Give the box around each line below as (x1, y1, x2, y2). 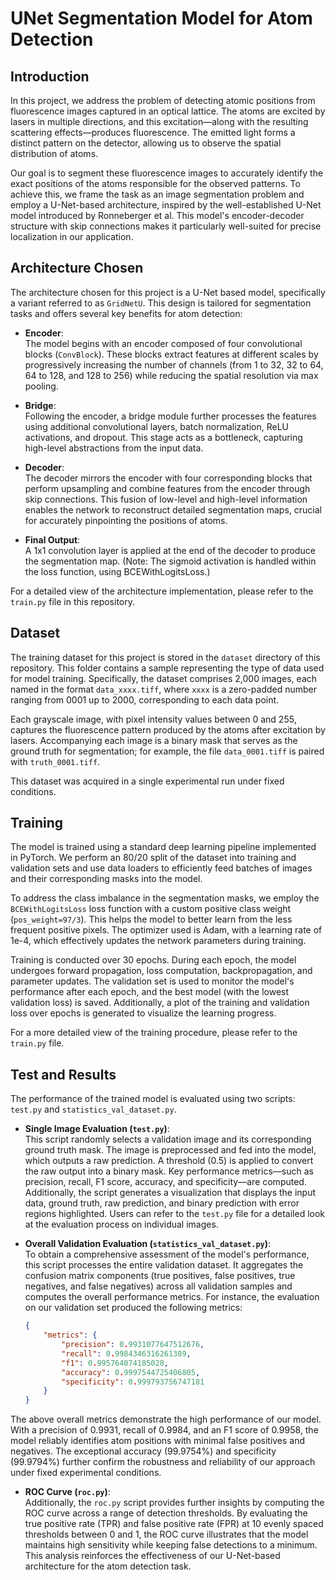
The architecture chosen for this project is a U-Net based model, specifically (10, 286, 326, 298)
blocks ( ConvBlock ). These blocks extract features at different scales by (24, 348, 319, 360)
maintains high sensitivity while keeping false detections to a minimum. (24, 1539, 318, 1551)
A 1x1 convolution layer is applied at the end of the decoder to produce (24, 544, 316, 556)
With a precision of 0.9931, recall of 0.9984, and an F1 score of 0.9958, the (10, 1424, 319, 1436)
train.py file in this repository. (10, 595, 136, 607)
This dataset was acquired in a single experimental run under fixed (10, 775, 285, 787)
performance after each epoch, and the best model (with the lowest (10, 986, 290, 998)
